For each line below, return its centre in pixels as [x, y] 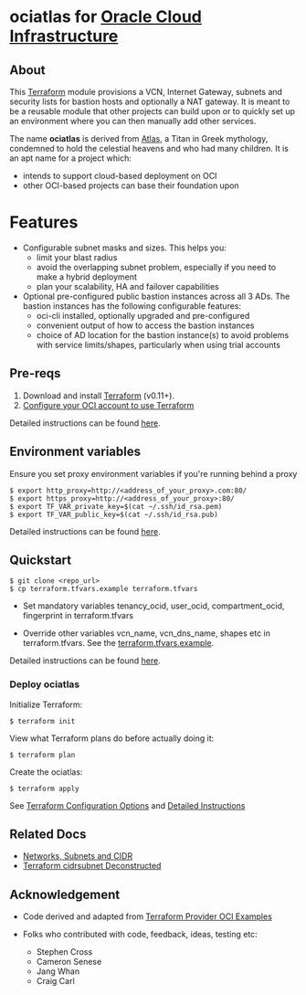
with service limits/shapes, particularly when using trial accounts [158, 344]
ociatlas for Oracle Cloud [106, 17]
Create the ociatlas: [46, 772]
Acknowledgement [65, 894]
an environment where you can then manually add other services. [133, 121]
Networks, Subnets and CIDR [78, 856]
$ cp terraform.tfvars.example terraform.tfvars [104, 589]
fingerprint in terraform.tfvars [78, 616]
